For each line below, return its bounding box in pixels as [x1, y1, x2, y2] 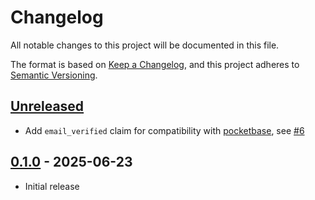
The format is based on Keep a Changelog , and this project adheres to [10, 58, 300, 70]
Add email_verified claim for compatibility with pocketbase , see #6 [24, 124, 305, 136]
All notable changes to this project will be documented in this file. [10, 39, 280, 51]
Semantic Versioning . [10, 69, 98, 81]
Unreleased [10, 98, 85, 115]
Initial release [24, 180, 80, 192]
